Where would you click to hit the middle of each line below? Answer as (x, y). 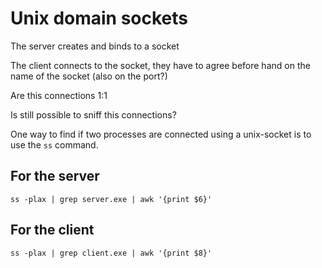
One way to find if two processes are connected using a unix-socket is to (161, 134)
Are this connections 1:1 (59, 95)
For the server (55, 176)
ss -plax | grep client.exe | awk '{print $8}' (111, 253)
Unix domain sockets (99, 18)
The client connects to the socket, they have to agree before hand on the (160, 65)
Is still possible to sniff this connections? (93, 114)
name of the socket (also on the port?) (89, 76)
